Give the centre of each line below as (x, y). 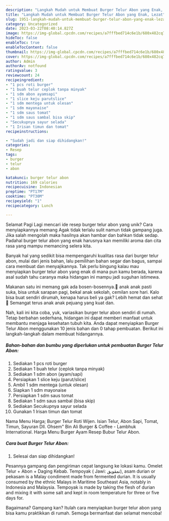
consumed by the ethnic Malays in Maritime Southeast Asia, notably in (78, 482)
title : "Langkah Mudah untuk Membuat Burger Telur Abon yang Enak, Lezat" (86, 15)
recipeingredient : (25, 80)
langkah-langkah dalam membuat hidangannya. (55, 334)
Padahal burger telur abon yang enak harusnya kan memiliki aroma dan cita (83, 240)
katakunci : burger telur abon (37, 178)
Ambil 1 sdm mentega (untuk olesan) (51, 385)
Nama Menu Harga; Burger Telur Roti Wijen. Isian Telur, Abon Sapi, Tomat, (82, 421)
